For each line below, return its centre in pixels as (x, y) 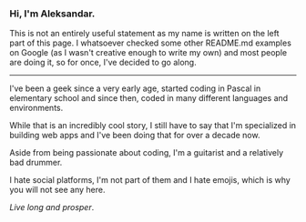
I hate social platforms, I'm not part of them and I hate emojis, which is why (150, 180)
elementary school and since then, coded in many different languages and (149, 98)
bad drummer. (36, 163)
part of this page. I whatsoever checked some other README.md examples (150, 43)
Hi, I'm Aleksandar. (52, 14)
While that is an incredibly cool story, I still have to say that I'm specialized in (153, 126)
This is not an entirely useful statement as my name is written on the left (144, 34)
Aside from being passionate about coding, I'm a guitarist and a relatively (147, 153)
